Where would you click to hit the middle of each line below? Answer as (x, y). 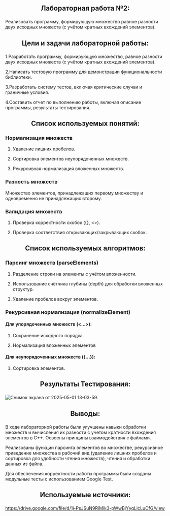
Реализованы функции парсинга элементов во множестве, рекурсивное (84, 447)
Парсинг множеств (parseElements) (52, 263)
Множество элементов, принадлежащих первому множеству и (74, 193)
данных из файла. (24, 464)
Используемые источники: (85, 495)
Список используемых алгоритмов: (85, 248)
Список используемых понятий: (85, 124)
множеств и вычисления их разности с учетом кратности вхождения (81, 432)
